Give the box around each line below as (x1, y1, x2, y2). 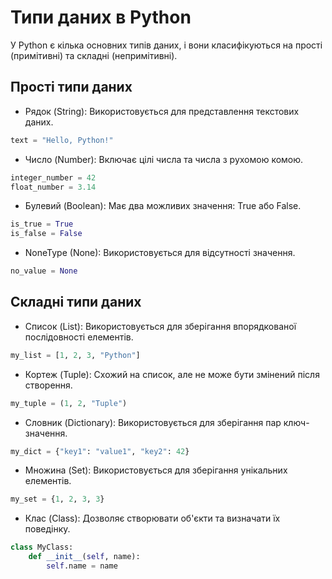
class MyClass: (10, 542, 74, 553)
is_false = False (10, 229, 83, 239)
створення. (24, 379, 73, 391)
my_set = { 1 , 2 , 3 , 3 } (10, 494, 105, 505)
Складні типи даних (10, 294, 142, 311)
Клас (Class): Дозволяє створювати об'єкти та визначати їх (24, 512, 281, 525)
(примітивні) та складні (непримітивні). (10, 49, 178, 61)
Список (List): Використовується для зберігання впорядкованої (24, 320, 297, 332)
